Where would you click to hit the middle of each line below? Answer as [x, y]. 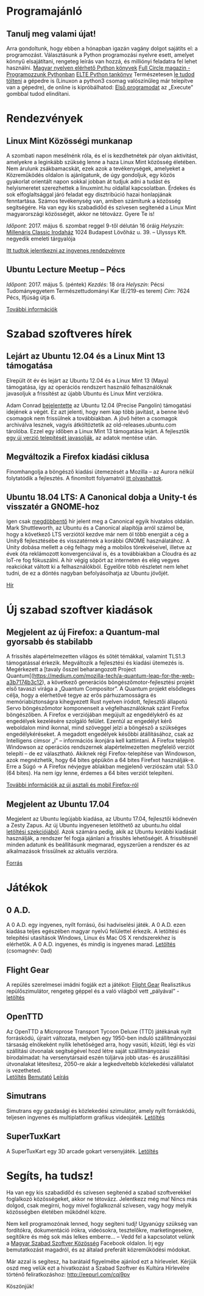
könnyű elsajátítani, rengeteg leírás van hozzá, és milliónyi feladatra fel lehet [102, 61]
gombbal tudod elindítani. [38, 94]
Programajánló [44, 11]
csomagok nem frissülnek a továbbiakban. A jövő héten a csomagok [92, 418]
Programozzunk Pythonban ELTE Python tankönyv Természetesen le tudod [100, 74]
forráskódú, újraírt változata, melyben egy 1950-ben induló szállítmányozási [101, 1038]
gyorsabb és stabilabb [50, 642]
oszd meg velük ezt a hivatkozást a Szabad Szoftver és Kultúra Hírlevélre [98, 1268]
